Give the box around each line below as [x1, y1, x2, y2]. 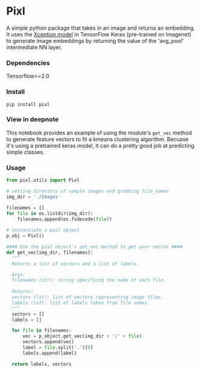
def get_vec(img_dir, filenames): [6, 249, 94, 256]
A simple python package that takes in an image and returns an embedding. [6, 24, 196, 31]
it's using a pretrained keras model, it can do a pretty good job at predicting [6, 142, 195, 149]
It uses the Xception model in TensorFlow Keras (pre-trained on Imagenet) [6, 30, 192, 38]
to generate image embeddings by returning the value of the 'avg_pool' [6, 37, 184, 44]
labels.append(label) [22, 350, 77, 356]
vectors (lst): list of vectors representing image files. [12, 294, 164, 300]
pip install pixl [6, 101, 50, 107]
